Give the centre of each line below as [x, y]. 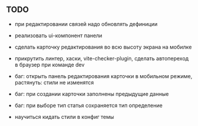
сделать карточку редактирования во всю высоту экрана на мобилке [103, 47]
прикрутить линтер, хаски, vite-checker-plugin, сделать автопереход [102, 58]
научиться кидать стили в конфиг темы [64, 117]
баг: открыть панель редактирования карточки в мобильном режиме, [103, 76]
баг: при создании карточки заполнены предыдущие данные [92, 93]
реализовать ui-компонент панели [58, 35]
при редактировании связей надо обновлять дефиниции [86, 24]
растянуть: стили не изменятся [54, 82]
